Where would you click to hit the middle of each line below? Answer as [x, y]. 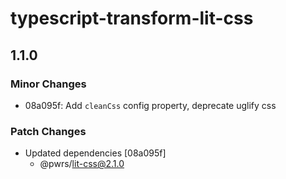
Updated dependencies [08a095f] [95, 153]
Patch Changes [48, 131]
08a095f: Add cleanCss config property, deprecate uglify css [150, 105]
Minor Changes [48, 84]
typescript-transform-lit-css [132, 18]
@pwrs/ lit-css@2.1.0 [82, 164]
